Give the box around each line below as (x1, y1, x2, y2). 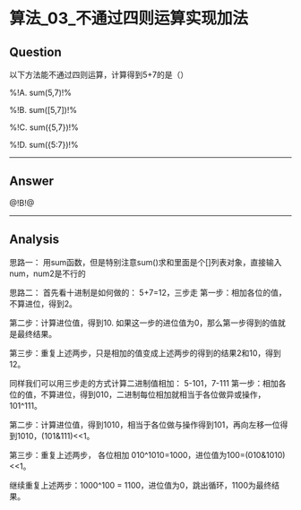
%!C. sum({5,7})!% (9, 122, 79, 133)
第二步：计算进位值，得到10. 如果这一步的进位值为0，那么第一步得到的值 (9, 317, 278, 328)
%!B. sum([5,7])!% (9, 105, 78, 115)
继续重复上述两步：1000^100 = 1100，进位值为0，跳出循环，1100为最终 (9, 480, 272, 490)
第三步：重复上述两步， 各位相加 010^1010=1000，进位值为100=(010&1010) (9, 449, 286, 460)
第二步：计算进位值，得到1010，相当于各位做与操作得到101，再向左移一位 (9, 419, 280, 430)
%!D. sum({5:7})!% (9, 140, 79, 150)
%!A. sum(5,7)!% (9, 87, 73, 98)
